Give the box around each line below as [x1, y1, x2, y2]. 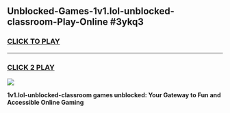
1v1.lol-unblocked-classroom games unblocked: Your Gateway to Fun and [7, 90, 221, 99]
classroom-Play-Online [7, 16, 108, 28]
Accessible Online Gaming [7, 98, 84, 106]
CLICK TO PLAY [7, 37, 60, 47]
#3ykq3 [110, 16, 144, 28]
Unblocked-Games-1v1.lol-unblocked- [7, 5, 175, 17]
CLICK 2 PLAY [7, 62, 55, 72]
